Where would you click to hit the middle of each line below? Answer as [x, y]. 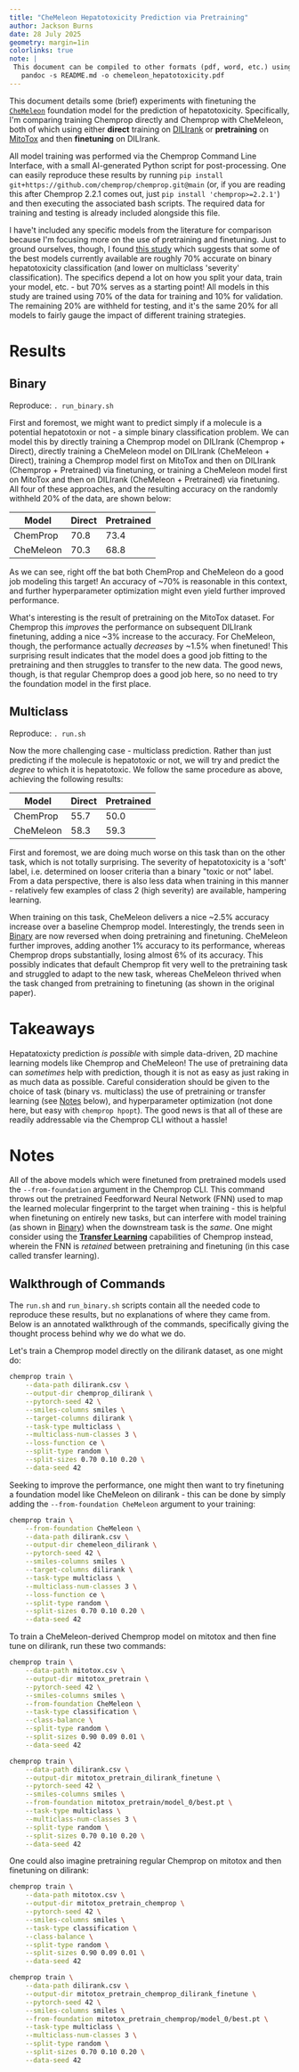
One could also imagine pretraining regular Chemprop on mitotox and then [145, 1861]
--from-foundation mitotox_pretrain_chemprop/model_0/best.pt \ [147, 2019]
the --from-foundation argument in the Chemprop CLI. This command [137, 1189]
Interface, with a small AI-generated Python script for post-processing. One [148, 165]
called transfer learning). [54, 1256]
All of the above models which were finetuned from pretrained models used [148, 1180]
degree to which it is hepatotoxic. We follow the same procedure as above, [146, 769]
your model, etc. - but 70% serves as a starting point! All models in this [139, 287]
